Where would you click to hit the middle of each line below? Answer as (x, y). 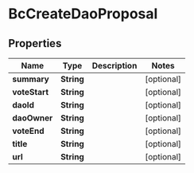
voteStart (31, 92)
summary (31, 79)
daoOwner (33, 118)
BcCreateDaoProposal (83, 14)
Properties (35, 43)
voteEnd (29, 131)
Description (114, 66)
